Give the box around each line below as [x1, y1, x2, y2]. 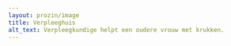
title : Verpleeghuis [8, 19, 77, 27]
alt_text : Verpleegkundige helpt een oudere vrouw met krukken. [8, 26, 225, 34]
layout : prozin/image [8, 11, 80, 19]
